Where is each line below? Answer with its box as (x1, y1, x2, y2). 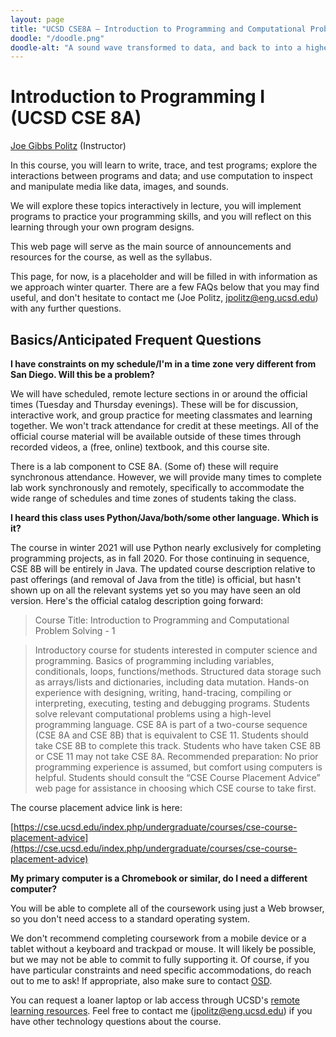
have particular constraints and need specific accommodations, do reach (10, 964, 312, 976)
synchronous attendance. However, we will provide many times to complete (10, 471, 322, 483)
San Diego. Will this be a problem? (10, 369, 155, 380)
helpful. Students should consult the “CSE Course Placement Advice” (34, 772, 321, 783)
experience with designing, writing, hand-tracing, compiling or (34, 687, 292, 698)
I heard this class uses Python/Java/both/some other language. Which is (10, 512, 319, 523)
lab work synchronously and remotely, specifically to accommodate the (10, 482, 305, 493)
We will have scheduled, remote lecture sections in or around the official (10, 388, 308, 400)
